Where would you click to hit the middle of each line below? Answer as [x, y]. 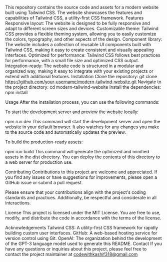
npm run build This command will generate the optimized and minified [77, 152]
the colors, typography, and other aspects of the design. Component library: [84, 39]
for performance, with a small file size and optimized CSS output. [72, 60]
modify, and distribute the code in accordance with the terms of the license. [83, 218]
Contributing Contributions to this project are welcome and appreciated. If [81, 172]
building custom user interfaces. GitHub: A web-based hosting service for [81, 233]
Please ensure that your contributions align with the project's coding [75, 192]
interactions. [18, 203]
